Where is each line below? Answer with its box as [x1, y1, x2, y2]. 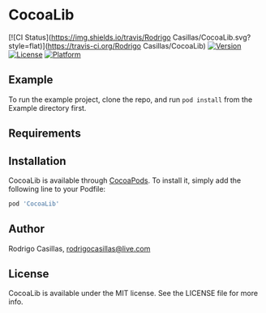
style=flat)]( [8, 40, 49, 50]
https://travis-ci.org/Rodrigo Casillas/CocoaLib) [47, 40, 207, 50]
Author [8, 222, 45, 236]
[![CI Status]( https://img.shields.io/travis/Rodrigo [8, 32, 172, 42]
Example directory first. [8, 103, 87, 112]
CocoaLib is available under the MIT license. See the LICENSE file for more [8, 289, 258, 298]
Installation [8, 154, 66, 167]
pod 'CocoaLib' [8, 200, 60, 208]
